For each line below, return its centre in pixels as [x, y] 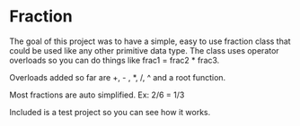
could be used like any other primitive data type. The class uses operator [145, 50]
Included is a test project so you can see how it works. [110, 112]
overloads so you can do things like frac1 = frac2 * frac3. [115, 60]
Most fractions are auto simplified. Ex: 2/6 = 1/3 [97, 95]
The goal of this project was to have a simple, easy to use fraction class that [150, 41]
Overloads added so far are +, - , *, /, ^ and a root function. [118, 77]
